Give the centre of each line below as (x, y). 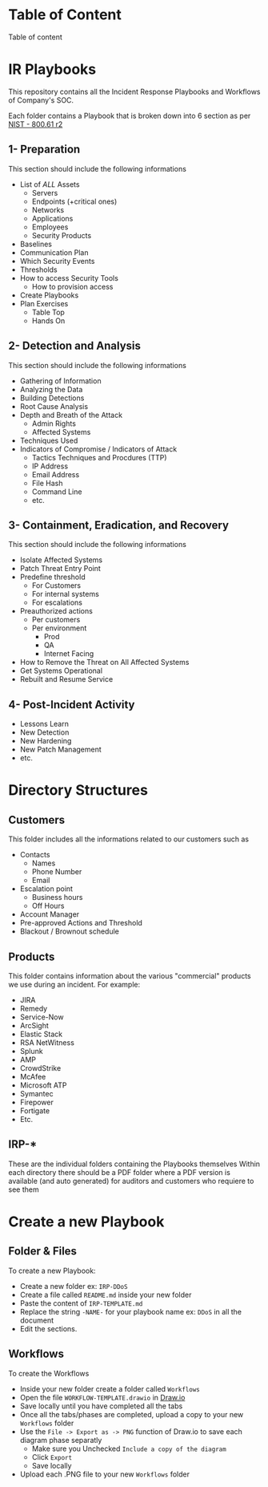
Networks (48, 209)
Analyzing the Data (51, 389)
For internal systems (66, 594)
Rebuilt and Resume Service (66, 679)
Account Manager (50, 914)
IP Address (50, 466)
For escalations (57, 602)
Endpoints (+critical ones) (74, 201)
